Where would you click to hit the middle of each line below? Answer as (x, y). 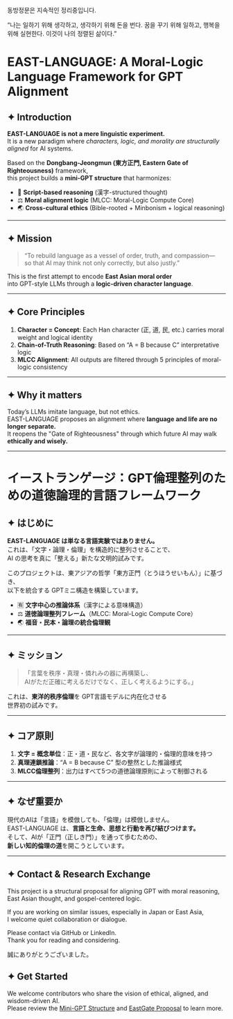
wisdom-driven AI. (34, 1000)
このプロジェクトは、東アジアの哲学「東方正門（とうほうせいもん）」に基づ (115, 573)
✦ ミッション (35, 655)
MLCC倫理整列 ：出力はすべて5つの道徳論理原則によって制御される (112, 771)
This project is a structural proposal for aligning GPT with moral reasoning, (113, 891)
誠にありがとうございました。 (50, 954)
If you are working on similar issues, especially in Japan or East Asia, (106, 911)
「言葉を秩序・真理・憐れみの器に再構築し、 (88, 673)
